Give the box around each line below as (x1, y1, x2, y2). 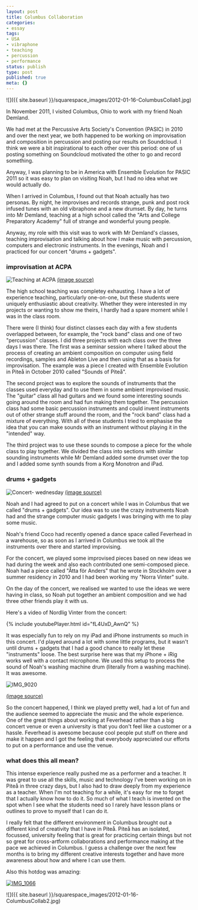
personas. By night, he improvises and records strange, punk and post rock (6, 199, 190, 206)
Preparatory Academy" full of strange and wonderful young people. (6, 218, 171, 225)
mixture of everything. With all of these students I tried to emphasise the (6, 418, 182, 425)
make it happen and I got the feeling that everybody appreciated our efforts (6, 735, 190, 743)
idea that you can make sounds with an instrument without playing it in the (6, 424, 187, 431)
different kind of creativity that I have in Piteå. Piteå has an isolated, (6, 825, 170, 832)
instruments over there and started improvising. (6, 543, 122, 550)
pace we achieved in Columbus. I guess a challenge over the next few (6, 844, 177, 851)
